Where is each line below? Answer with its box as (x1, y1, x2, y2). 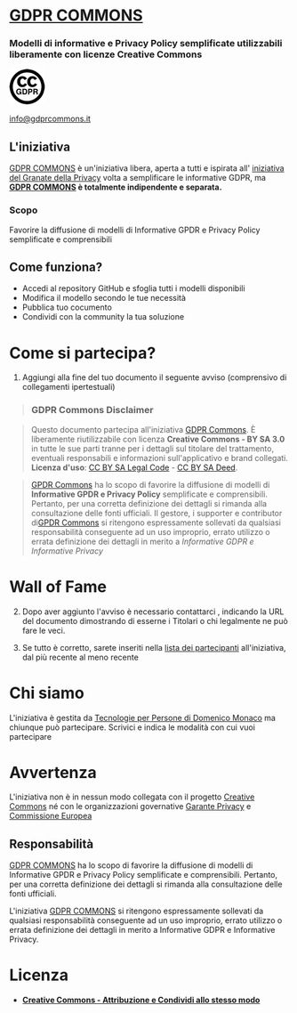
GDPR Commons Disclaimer (30, 404, 154, 417)
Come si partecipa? (9, 343, 157, 363)
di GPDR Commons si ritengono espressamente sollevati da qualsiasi (30, 517, 282, 528)
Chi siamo (9, 683, 84, 703)
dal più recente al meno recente (21, 652, 140, 662)
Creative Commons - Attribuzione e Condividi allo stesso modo (21, 994, 261, 1006)
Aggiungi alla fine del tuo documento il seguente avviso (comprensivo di (21, 372, 287, 383)
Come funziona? (9, 259, 103, 274)
